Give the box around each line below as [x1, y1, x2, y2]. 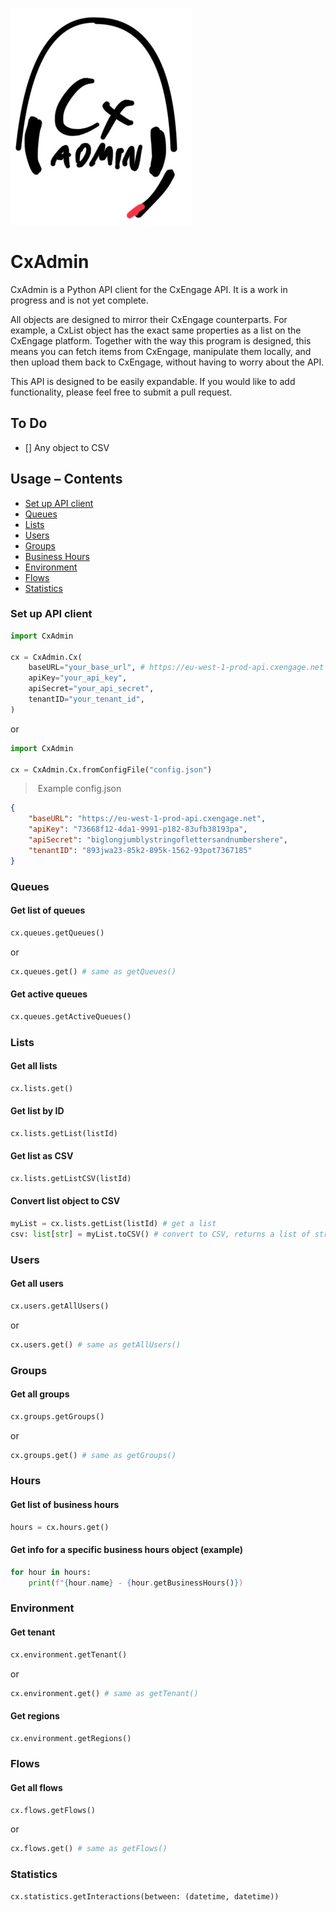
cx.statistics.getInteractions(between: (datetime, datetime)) [10, 1891, 280, 1902]
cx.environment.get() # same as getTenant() [10, 1688, 199, 1698]
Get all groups [10, 1388, 70, 1400]
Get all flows [10, 1781, 63, 1793]
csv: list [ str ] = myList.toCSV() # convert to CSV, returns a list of [10, 1229, 311, 1239]
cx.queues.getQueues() [10, 928, 105, 938]
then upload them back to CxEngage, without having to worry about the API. [10, 356, 325, 368]
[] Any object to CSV [24, 441, 110, 453]
